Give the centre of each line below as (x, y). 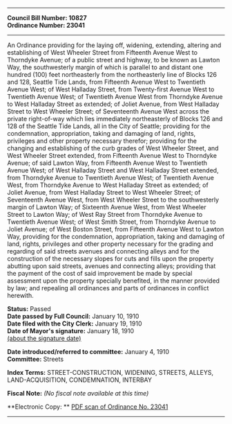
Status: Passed (29, 309)
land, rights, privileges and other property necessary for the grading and (110, 244)
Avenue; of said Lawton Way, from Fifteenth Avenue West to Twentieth (107, 163)
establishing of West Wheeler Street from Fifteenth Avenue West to (103, 52)
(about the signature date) (44, 338)
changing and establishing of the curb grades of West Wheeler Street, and (113, 148)
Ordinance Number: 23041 (46, 25)
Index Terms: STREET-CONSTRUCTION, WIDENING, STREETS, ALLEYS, (110, 372)
